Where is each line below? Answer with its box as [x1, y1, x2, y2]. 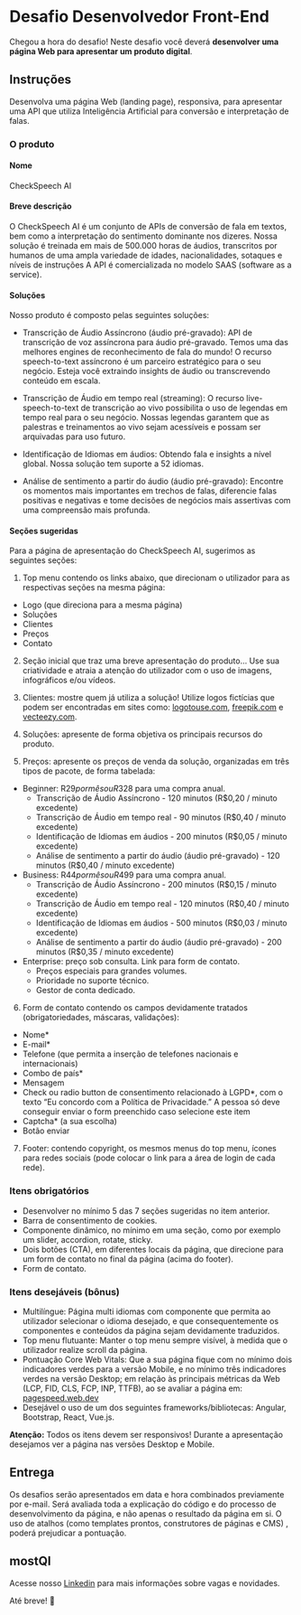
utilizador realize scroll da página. [22, 1345, 148, 1356]
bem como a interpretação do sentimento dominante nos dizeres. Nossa [9, 230, 278, 241]
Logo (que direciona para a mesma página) [22, 599, 183, 611]
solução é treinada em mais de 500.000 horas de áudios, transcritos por [9, 240, 278, 251]
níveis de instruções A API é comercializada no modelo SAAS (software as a [9, 259, 292, 270]
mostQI [9, 1554, 51, 1569]
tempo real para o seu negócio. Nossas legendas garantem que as [22, 412, 270, 423]
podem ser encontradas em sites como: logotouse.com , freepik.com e [22, 702, 284, 713]
